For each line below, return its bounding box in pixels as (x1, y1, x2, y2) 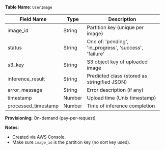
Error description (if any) (86, 87, 144, 93)
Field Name (19, 16, 47, 23)
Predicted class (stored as (86, 73, 147, 79)
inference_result (7, 75, 45, 82)
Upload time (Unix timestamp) (86, 95, 156, 101)
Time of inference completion (86, 102, 155, 109)
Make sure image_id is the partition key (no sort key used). (12, 139, 131, 145)
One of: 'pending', (86, 38, 129, 45)
